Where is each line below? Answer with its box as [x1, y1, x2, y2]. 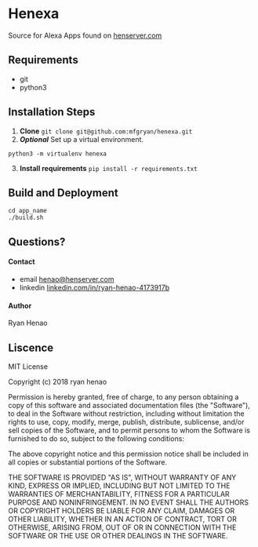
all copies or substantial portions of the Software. [8, 457, 167, 467]
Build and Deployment [8, 186, 119, 199]
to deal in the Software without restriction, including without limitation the [8, 409, 245, 418]
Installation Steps [8, 105, 96, 119]
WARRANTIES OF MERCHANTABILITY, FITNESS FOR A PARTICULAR [8, 489, 230, 498]
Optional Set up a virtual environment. [19, 134, 144, 144]
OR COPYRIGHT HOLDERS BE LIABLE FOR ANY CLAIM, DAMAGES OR [8, 505, 235, 515]
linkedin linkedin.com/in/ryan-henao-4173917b [19, 283, 170, 292]
